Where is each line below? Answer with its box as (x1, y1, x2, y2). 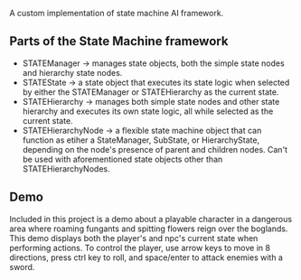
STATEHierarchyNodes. (22, 163, 110, 174)
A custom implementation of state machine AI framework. (9, 8, 224, 18)
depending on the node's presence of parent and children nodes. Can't (22, 144, 287, 154)
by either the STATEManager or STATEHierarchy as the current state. (22, 86, 279, 98)
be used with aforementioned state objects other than (22, 154, 223, 164)
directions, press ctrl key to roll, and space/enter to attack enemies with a (9, 252, 283, 263)
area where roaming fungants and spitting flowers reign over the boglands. (9, 223, 288, 234)
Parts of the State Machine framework (9, 33, 229, 49)
